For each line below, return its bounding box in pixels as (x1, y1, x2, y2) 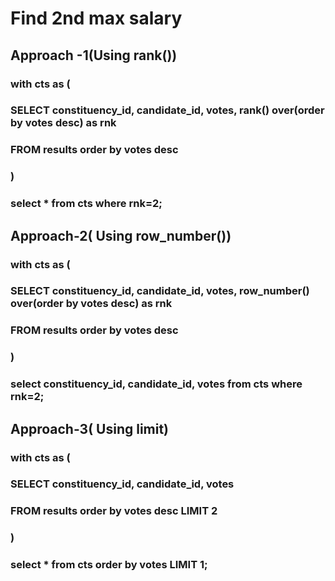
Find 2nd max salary (10, 7, 183, 30)
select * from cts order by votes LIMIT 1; (10, 558, 208, 572)
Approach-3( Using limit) (10, 420, 170, 437)
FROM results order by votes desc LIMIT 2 (10, 504, 218, 518)
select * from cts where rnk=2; (10, 197, 163, 211)
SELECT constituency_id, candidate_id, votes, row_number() (10, 284, 310, 298)
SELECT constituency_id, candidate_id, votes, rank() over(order (10, 103, 325, 117)
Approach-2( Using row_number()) (10, 227, 232, 244)
